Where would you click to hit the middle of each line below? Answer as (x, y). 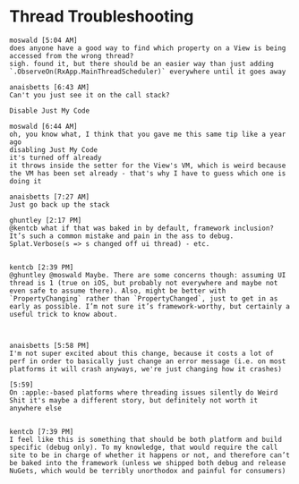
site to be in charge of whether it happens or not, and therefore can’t (150, 455)
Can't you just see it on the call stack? (90, 95)
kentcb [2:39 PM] (42, 267)
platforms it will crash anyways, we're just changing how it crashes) (145, 369)
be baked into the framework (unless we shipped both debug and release (148, 463)
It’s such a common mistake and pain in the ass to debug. (122, 236)
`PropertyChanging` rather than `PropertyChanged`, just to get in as (144, 298)
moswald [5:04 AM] (43, 40)
